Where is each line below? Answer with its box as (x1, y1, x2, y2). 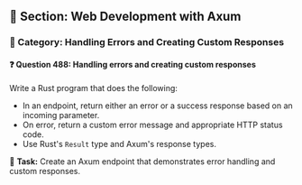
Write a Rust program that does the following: (9, 82, 178, 93)
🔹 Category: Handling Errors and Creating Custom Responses (9, 36, 285, 49)
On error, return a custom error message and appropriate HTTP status (22, 119, 283, 130)
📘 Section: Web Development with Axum (9, 9, 242, 24)
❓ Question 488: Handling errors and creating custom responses (9, 59, 257, 69)
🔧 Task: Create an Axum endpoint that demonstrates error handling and (9, 155, 276, 167)
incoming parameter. (22, 109, 100, 120)
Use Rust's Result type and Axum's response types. (22, 138, 216, 149)
